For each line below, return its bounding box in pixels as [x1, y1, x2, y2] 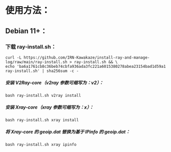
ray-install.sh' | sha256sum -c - [5, 68, 79, 73]
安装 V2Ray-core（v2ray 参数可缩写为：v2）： [5, 80, 104, 86]
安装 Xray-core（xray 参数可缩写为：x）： [5, 104, 94, 110]
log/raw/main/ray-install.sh [5, 59, 68, 64]
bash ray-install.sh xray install [5, 117, 79, 122]
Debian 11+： [5, 27, 48, 35]
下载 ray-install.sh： [5, 43, 56, 50]
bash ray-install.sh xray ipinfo [5, 142, 77, 147]
